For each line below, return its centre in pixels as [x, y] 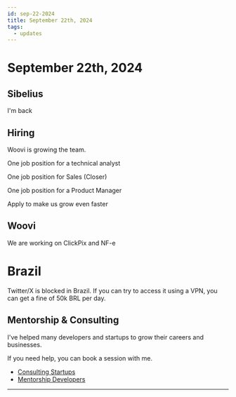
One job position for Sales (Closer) [57, 177]
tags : [15, 27]
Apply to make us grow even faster [58, 204]
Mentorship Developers [51, 379]
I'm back [20, 111]
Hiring [21, 133]
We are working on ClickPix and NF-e [61, 243]
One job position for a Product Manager [65, 191]
